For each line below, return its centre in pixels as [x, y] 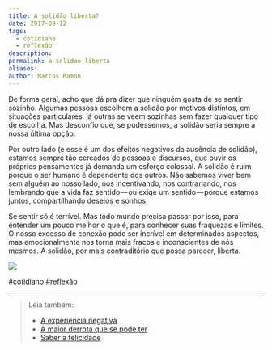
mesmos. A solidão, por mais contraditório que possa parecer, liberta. [125, 251]
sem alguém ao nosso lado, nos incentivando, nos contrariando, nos [122, 183]
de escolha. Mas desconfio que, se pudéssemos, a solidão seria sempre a [132, 124]
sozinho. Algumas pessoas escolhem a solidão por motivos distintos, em [130, 108]
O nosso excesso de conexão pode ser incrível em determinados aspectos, [134, 233]
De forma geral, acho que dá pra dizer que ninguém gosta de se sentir [125, 99]
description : [30, 53]
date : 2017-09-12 [38, 23]
